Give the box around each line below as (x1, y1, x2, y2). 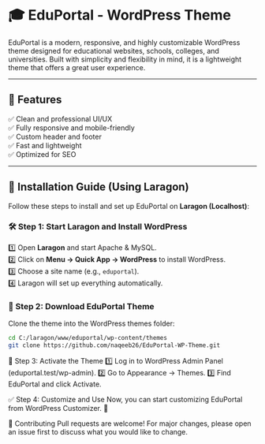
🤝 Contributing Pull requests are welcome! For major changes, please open (8, 419, 252, 428)
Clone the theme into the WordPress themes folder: (8, 319, 175, 328)
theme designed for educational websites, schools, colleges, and (8, 46, 219, 55)
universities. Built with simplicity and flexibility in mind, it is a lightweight (8, 54, 242, 64)
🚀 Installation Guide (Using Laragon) (8, 181, 189, 194)
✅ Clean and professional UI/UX (8, 114, 113, 123)
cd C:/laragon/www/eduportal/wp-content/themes (8, 334, 168, 342)
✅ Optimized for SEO (8, 149, 77, 159)
